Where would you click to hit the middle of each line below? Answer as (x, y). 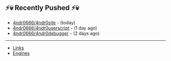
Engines (21, 53)
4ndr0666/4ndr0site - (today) (44, 22)
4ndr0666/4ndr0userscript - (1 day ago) (55, 28)
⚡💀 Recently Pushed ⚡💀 (42, 8)
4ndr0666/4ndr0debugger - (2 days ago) (56, 33)
